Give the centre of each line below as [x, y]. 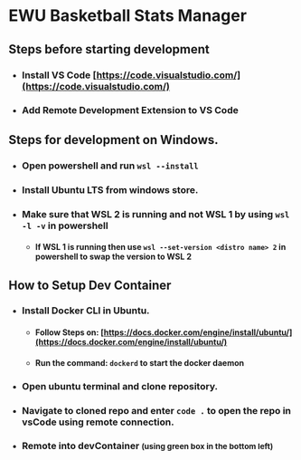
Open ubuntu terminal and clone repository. [120, 386]
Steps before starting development [109, 49]
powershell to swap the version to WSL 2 [113, 257]
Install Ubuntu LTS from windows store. [110, 189]
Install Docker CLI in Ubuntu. [85, 311]
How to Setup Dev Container [90, 285]
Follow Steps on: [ [70, 332]
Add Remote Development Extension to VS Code [130, 110]
